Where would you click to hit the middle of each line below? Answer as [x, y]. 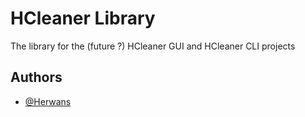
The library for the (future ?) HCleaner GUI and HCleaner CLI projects [153, 46]
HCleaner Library [83, 18]
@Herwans [48, 101]
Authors [36, 77]
